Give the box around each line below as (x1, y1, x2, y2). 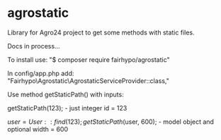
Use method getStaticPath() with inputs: (7, 90, 124, 98)
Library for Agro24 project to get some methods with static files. (7, 28, 195, 37)
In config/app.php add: (7, 69, 74, 77)
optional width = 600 (7, 125, 69, 133)
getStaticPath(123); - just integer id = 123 (7, 103, 127, 112)
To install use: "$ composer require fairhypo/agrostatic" (7, 55, 170, 64)
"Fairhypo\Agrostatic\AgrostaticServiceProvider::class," (7, 76, 170, 85)
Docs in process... (7, 42, 60, 50)
